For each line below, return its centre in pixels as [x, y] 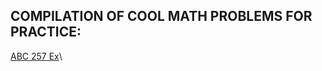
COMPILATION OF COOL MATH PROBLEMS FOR [161, 16]
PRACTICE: [46, 32]
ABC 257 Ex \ [36, 56]
